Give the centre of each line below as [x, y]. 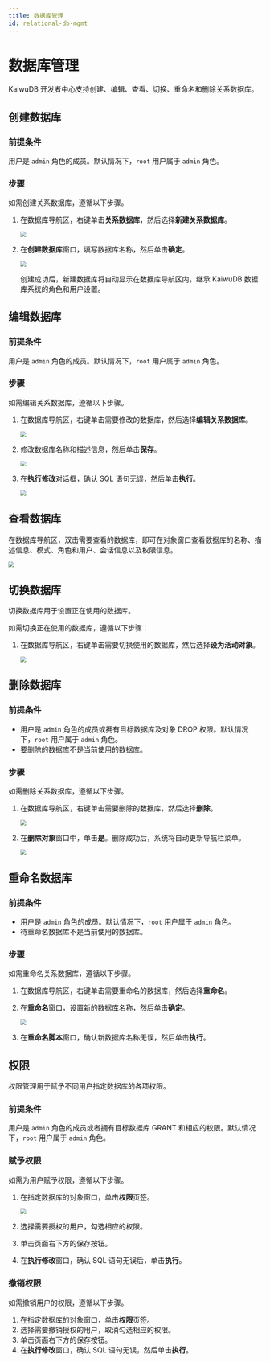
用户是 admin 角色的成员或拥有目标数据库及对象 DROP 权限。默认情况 [134, 729]
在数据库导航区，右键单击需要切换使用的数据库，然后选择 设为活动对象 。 [139, 645]
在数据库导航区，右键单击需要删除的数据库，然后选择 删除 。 [119, 808]
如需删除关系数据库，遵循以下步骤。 [68, 791]
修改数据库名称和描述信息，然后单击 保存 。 [90, 449]
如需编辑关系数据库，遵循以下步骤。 [68, 402]
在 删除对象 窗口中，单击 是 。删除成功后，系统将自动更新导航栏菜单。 [133, 838]
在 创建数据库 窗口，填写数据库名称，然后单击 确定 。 [104, 249]
